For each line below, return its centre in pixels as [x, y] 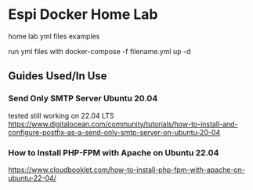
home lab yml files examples [54, 36]
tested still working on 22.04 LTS [61, 115]
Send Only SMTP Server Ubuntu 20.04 [83, 98]
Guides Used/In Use [58, 76]
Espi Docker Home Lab [83, 15]
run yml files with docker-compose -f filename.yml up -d [99, 51]
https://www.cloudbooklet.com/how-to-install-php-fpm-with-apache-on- [127, 170]
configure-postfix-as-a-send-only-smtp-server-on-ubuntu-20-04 [114, 132]
